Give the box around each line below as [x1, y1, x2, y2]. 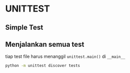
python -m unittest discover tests [5, 63, 80, 68]
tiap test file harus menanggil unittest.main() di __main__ [5, 53, 125, 59]
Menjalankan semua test [5, 40, 84, 48]
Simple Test [5, 23, 44, 32]
